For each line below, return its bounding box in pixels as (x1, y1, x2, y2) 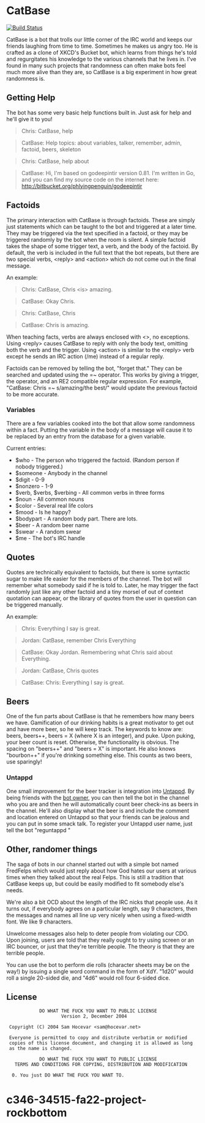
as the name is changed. (9, 1045, 72, 1052)
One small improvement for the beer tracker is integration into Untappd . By (6, 787, 195, 795)
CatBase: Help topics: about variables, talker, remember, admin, (21, 139, 182, 146)
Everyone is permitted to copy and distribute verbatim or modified (9, 1035, 188, 1041)
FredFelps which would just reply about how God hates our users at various (6, 867, 197, 874)
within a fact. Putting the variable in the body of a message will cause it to (6, 426, 193, 434)
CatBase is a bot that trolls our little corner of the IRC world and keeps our (6, 36, 193, 43)
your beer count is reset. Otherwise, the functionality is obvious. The (6, 738, 179, 746)
